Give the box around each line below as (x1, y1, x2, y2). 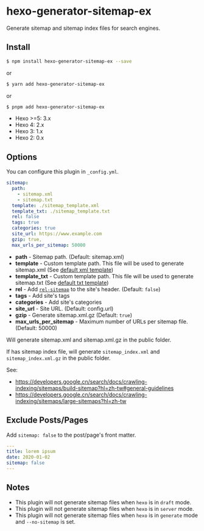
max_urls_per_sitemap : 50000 (12, 242, 86, 248)
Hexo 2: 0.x (15, 134, 44, 141)
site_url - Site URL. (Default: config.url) (15, 304, 114, 312)
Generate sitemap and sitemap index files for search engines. (6, 24, 160, 32)
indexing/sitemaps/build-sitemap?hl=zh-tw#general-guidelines (15, 384, 174, 392)
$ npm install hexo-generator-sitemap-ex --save (6, 58, 132, 65)
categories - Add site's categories (15, 298, 102, 306)
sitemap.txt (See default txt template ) (15, 279, 109, 286)
